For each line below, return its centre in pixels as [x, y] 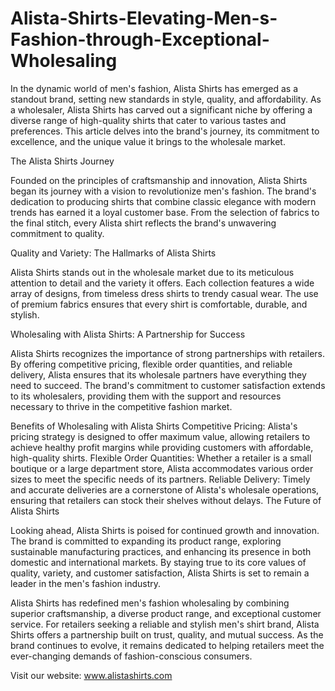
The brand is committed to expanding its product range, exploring [146, 541]
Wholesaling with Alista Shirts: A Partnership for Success [128, 334]
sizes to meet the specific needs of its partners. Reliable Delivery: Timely [160, 479]
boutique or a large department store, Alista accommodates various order [162, 468]
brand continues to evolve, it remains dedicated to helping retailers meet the [167, 645]
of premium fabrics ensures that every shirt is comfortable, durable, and [159, 304]
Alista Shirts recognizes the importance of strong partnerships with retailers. [167, 353]
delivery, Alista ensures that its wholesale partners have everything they [158, 374]
